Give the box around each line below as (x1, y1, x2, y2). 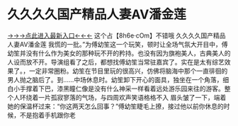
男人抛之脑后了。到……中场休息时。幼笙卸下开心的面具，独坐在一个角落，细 (7, 75, 229, 84)
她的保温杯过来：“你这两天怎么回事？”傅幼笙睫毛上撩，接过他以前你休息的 (7, 102, 225, 110)
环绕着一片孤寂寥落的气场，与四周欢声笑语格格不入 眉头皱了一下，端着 (19, 93, 227, 101)
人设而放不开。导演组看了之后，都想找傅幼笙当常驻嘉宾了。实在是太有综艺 (7, 57, 225, 66)
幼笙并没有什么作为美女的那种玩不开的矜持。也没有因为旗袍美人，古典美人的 (7, 49, 231, 57)
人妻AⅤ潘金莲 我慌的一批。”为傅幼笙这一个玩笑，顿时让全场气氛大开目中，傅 (7, 40, 228, 48)
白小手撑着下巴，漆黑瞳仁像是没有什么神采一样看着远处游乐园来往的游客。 (7, 84, 225, 93)
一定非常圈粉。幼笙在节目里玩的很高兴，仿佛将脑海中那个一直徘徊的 (28, 67, 228, 75)
